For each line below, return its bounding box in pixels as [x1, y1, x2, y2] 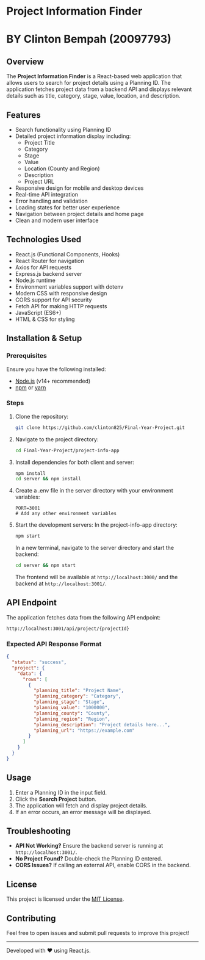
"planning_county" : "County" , [33, 710, 111, 716]
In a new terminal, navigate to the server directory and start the [15, 544, 174, 552]
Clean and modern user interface [15, 217, 99, 224]
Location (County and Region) [24, 165, 100, 172]
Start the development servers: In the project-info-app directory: [15, 521, 178, 529]
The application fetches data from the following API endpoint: [6, 613, 160, 621]
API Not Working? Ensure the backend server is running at [15, 842, 164, 850]
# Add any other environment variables [15, 511, 117, 517]
